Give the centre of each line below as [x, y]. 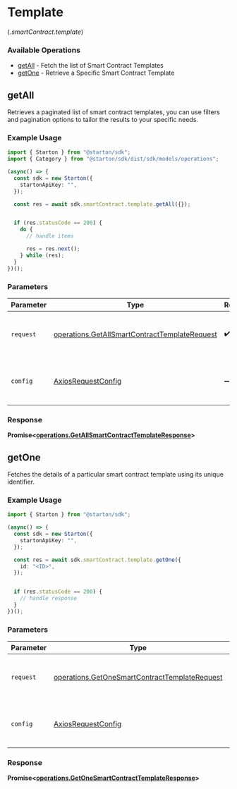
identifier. [21, 482]
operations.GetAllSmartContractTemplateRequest [135, 334]
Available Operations [44, 50]
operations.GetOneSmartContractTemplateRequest [138, 678]
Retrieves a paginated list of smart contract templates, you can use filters [114, 112]
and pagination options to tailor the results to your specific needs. [103, 120]
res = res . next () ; [53, 249]
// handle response [49, 599]
